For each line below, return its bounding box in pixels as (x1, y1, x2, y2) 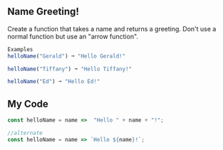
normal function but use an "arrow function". (7, 32, 139, 41)
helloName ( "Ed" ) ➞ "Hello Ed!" (7, 78, 100, 85)
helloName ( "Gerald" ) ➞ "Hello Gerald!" (7, 53, 126, 60)
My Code (7, 97, 48, 109)
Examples (7, 45, 33, 53)
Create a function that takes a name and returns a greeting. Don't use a (7, 24, 217, 33)
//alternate (7, 129, 43, 136)
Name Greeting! (7, 6, 80, 18)
